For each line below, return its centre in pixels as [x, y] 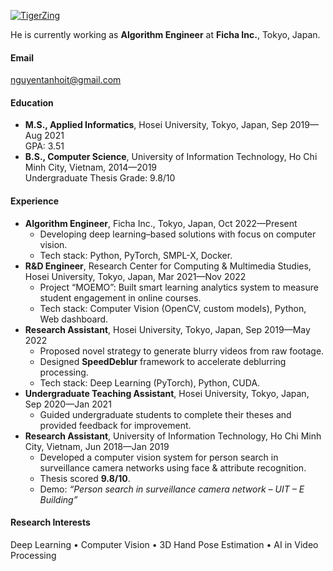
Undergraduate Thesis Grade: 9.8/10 [100, 178]
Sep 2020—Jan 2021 [68, 404]
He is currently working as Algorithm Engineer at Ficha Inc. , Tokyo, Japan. [165, 34]
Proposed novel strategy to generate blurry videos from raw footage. [182, 351]
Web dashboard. [74, 319]
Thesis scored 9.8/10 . [85, 478]
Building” [58, 499]
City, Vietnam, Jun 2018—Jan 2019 [97, 446]
